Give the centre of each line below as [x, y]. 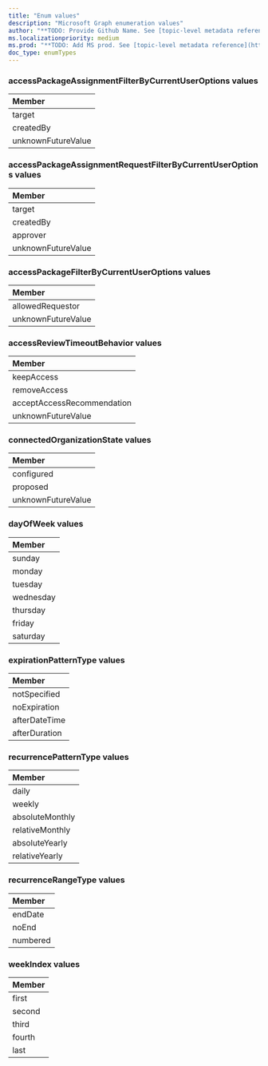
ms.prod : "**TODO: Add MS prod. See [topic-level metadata [108, 46]
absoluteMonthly [44, 817]
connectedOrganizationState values [80, 440]
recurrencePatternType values [69, 757]
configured [33, 474]
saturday [29, 636]
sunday [26, 558]
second [26, 1011]
